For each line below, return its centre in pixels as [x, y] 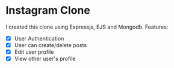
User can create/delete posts [51, 45]
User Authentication [39, 38]
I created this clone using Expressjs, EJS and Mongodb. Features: [87, 27]
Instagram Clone [48, 10]
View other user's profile [45, 59]
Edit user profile [34, 52]
